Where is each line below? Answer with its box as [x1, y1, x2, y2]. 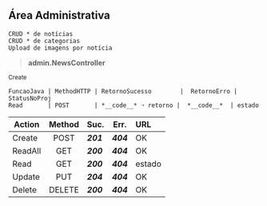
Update [12, 171, 40, 182]
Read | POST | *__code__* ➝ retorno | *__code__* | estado [8, 101, 260, 109]
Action [14, 118, 40, 129]
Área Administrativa [8, 9, 110, 22]
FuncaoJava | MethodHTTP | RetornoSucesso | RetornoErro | [8, 87, 238, 95]
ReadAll [12, 145, 42, 156]
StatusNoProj [8, 94, 52, 102]
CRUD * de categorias [8, 37, 81, 45]
